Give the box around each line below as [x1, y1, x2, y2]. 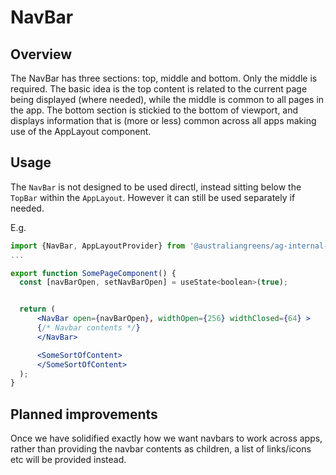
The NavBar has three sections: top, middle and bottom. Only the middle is [10, 72, 318, 84]
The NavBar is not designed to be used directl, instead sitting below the [10, 181, 302, 193]
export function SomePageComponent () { [10, 268, 177, 278]
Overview [10, 46, 73, 63]
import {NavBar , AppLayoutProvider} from [10, 241, 186, 251]
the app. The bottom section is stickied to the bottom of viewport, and [10, 104, 299, 116]
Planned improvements [10, 406, 158, 423]
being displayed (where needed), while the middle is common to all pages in [10, 94, 325, 105]
